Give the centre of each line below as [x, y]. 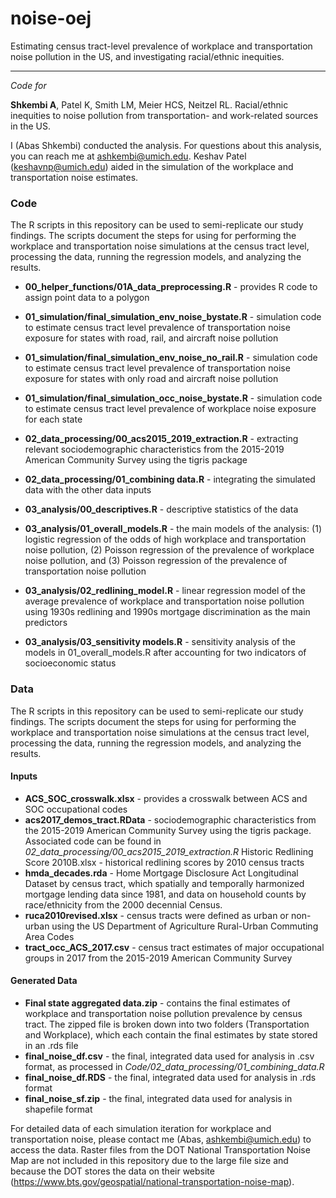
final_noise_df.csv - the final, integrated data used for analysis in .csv [169, 1056]
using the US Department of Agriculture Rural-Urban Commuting [185, 926]
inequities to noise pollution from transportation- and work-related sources [164, 115]
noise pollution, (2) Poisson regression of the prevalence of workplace [169, 550]
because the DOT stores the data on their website [112, 1171]
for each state [53, 419]
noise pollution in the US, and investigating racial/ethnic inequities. [147, 56]
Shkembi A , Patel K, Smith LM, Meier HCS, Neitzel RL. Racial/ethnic [149, 104]
